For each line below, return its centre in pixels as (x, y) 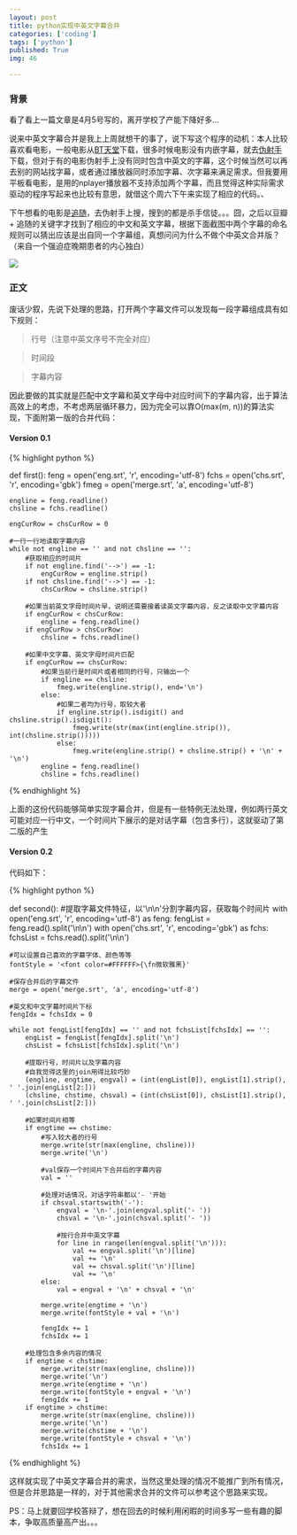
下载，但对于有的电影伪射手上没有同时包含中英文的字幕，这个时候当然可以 (145, 161)
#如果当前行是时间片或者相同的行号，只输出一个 (115, 671)
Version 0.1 (30, 438)
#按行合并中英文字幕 (88, 1236)
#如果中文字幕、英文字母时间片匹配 (80, 655)
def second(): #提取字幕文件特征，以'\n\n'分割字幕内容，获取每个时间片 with (148, 908)
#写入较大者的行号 (69, 1137)
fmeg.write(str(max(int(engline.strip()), (152, 727)
